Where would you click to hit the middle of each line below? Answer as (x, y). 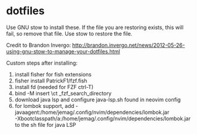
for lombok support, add (45, 106)
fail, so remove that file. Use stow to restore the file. (69, 33)
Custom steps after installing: (42, 63)
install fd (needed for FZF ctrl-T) (54, 87)
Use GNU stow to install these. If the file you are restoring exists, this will (95, 27)
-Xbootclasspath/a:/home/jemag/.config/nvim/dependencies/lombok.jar (103, 118)
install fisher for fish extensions (53, 74)
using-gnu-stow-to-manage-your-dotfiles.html (63, 51)
